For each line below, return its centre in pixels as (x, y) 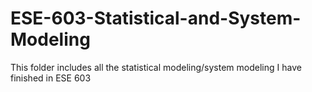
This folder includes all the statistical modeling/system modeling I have (156, 67)
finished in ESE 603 (51, 78)
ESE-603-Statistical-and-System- (156, 18)
